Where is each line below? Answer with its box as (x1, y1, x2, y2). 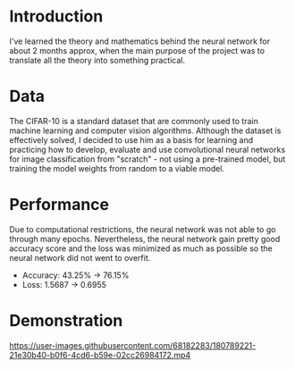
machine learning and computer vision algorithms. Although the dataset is (9, 125, 282, 136)
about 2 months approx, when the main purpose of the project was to (9, 45, 265, 55)
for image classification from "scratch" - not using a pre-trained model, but (9, 154, 286, 164)
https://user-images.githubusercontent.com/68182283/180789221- (9, 340, 257, 350)
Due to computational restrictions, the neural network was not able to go (9, 223, 276, 234)
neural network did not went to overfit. (9, 252, 151, 263)
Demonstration (9, 311, 123, 331)
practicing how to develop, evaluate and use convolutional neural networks (9, 144, 286, 155)
